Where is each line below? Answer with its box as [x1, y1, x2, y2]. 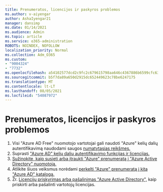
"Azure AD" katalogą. [12, 171, 55, 177]
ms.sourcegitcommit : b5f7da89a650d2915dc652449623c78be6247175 [5, 75, 136, 80]
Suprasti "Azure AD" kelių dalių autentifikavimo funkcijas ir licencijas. [12, 151, 150, 157]
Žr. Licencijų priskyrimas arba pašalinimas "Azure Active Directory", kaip [12, 176, 157, 182]
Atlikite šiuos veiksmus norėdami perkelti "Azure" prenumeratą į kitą [12, 166, 148, 172]
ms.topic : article [5, 35, 42, 39]
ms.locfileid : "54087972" [5, 93, 57, 98]
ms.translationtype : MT [5, 79, 53, 84]
